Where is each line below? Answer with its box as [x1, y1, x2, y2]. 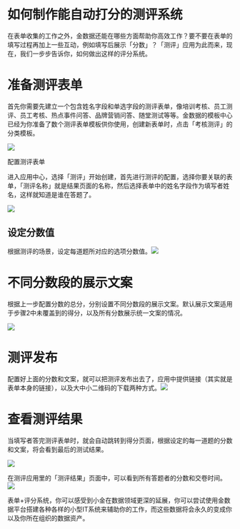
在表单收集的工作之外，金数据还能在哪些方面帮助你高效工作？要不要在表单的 [7, 31, 233, 40]
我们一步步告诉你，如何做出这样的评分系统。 [19, 49, 151, 58]
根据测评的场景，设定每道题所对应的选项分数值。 [7, 247, 151, 256]
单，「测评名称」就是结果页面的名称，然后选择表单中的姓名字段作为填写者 [7, 181, 224, 190]
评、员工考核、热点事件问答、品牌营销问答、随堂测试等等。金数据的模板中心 [7, 111, 233, 119]
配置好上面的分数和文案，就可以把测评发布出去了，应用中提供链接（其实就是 [7, 374, 233, 383]
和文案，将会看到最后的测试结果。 [7, 445, 108, 453]
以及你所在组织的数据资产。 [7, 513, 89, 522]
